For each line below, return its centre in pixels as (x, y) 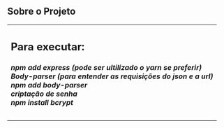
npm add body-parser (49, 85)
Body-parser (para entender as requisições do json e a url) (112, 76)
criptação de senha (44, 94)
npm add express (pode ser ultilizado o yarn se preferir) (106, 67)
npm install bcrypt (42, 102)
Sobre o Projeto (42, 12)
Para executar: (48, 47)
